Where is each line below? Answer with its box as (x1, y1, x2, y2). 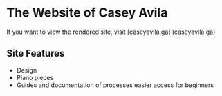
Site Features (6, 48, 65, 59)
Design (16, 66, 37, 74)
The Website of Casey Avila (6, 5, 168, 21)
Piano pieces (16, 73, 54, 81)
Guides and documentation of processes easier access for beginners (16, 81, 214, 89)
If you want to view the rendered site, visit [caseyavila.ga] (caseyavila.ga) (6, 28, 216, 36)
